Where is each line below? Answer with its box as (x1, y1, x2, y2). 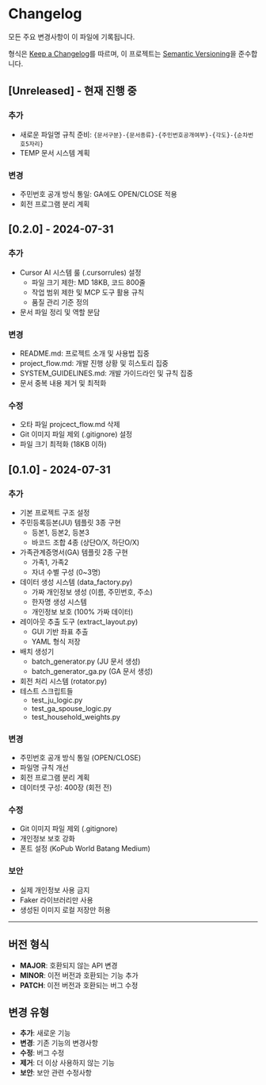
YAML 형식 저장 (31, 637, 81, 646)
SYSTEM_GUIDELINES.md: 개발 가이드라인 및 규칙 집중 (19, 368, 194, 378)
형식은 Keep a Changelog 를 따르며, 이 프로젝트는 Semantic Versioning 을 (8, 48, 237, 58)
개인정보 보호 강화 (19, 834, 75, 844)
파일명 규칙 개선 (19, 763, 69, 772)
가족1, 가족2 (31, 557, 69, 567)
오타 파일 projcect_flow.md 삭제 (19, 420, 120, 429)
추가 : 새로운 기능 (19, 1029, 71, 1038)
